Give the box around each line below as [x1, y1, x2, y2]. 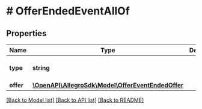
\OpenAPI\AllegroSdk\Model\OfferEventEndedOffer [32, 81, 184, 89]
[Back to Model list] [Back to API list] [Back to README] [6, 96, 144, 104]
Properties [6, 28, 47, 39]
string [32, 64, 50, 72]
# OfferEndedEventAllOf [6, 4, 130, 18]
